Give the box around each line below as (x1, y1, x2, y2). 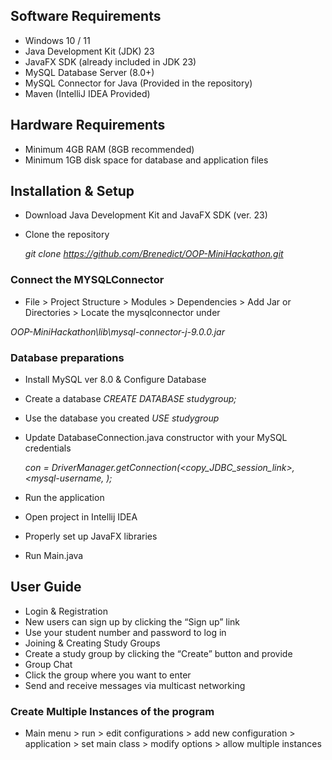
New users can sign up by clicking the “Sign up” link (24, 615, 241, 628)
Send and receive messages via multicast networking (24, 679, 246, 691)
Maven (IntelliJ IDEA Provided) (24, 87, 151, 99)
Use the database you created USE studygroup (24, 412, 220, 424)
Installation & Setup (10, 183, 135, 200)
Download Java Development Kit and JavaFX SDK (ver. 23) (24, 209, 268, 221)
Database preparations (10, 350, 125, 364)
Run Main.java (24, 550, 84, 562)
